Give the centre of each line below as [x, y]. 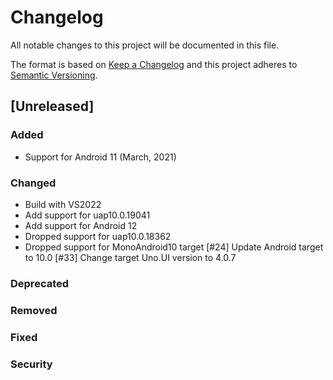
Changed [33, 183]
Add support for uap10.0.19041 [87, 215]
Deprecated [40, 283]
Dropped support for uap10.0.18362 [98, 236]
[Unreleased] [52, 106]
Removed [34, 310]
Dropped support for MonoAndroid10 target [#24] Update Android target [174, 247]
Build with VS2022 [63, 204]
